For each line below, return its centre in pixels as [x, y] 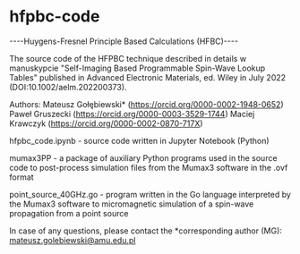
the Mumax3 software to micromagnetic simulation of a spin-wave [132, 204]
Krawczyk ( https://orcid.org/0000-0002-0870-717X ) [106, 123]
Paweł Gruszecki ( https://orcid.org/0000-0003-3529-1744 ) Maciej [132, 114]
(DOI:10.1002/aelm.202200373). [68, 87]
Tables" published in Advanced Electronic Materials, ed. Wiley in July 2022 [148, 77]
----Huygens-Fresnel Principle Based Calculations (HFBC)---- [124, 41]
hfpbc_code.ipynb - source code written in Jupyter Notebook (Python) [140, 140]
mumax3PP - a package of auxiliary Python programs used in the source [143, 157]
